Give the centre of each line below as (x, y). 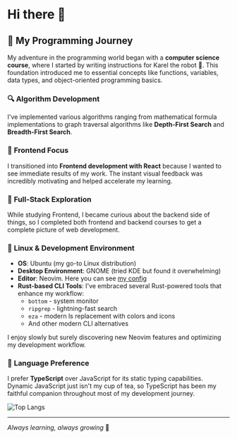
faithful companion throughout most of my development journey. (101, 394)
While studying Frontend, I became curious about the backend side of (109, 215)
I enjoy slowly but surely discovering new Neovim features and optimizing (114, 337)
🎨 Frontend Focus (38, 150)
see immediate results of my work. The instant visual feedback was (105, 173)
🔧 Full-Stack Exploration (49, 199)
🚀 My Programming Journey (70, 41)
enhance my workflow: (51, 294)
